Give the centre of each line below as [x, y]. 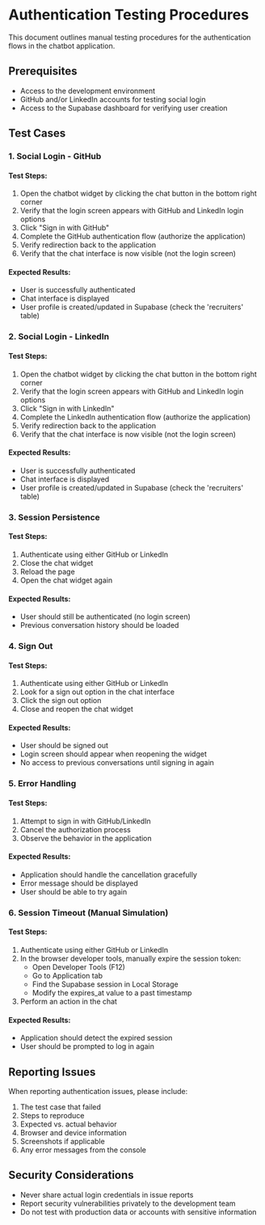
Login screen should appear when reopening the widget [114, 754]
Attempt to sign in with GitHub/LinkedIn [85, 821]
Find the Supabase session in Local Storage [105, 984]
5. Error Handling [42, 784]
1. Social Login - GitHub [55, 157]
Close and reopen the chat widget [76, 709]
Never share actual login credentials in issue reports [107, 1194]
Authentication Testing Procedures [128, 15]
